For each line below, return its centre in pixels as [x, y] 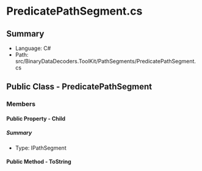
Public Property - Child [36, 118]
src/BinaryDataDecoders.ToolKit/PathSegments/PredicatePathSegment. [106, 61]
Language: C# [33, 48]
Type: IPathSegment [41, 148]
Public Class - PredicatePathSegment [79, 87]
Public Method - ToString [39, 162]
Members [21, 104]
